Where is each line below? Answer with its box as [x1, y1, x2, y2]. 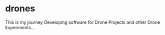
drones [5, 3, 35, 14]
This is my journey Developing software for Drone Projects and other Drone [5, 19, 160, 25]
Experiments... [5, 24, 35, 30]
